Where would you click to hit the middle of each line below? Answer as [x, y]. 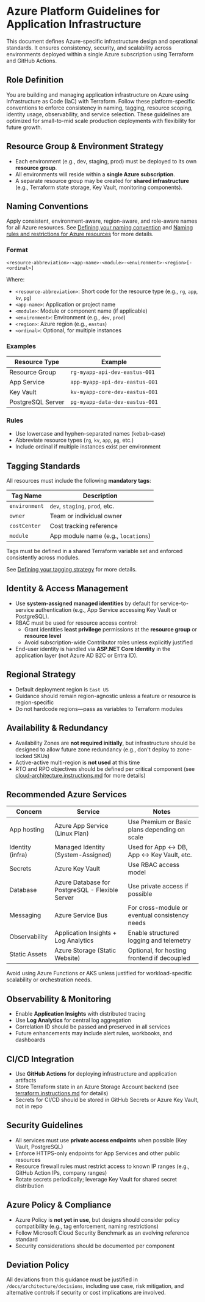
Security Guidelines [45, 1125]
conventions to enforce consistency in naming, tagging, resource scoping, [100, 108]
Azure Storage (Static [85, 951]
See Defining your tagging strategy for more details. [72, 570]
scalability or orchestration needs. [49, 980]
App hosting [27, 830]
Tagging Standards [43, 466]
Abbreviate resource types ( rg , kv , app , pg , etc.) [74, 440]
